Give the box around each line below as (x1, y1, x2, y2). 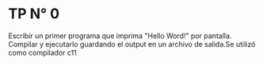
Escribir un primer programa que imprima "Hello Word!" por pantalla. (8, 31, 232, 40)
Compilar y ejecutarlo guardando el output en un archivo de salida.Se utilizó (8, 39, 256, 48)
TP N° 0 (8, 5, 60, 23)
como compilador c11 (8, 48, 77, 57)
